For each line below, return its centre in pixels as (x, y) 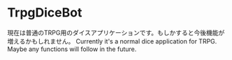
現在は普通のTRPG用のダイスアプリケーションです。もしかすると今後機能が (116, 32)
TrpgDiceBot (45, 13)
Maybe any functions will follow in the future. (72, 49)
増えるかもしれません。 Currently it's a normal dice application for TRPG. (112, 41)
